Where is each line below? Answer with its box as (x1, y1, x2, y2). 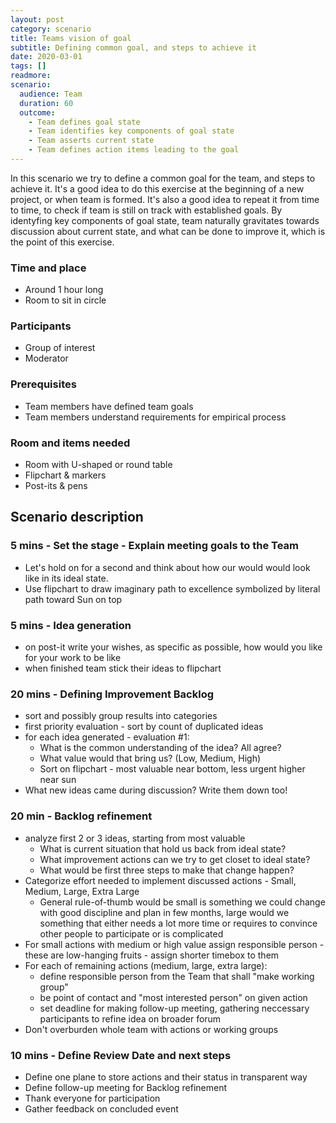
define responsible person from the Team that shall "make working (39, 970, 315, 982)
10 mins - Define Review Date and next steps (10, 1048, 232, 1062)
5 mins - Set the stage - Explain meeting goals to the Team (10, 539, 299, 553)
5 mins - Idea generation (10, 618, 132, 632)
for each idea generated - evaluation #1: (24, 731, 190, 743)
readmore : (10, 71, 52, 81)
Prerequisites (10, 377, 77, 391)
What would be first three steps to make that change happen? (39, 864, 295, 876)
